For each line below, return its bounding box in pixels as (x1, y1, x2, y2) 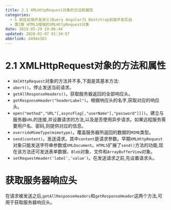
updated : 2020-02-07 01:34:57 (5, 31, 70, 36)
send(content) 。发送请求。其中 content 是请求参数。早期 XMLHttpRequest (12, 136, 163, 142)
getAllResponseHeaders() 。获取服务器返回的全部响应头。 (12, 90, 133, 97)
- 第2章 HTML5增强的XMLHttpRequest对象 (10, 22, 90, 27)
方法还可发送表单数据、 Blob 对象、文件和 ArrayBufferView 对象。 (22, 148, 155, 155)
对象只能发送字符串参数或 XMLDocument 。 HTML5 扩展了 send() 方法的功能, (12, 142, 159, 148)
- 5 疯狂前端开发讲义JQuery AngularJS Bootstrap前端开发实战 (10, 17, 132, 22)
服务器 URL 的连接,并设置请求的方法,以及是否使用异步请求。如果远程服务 (12, 116, 162, 122)
